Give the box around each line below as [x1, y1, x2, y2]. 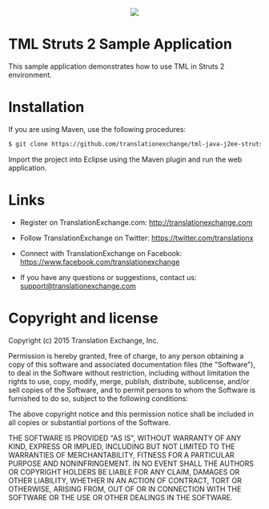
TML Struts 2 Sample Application [8, 35, 232, 54]
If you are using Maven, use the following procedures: [8, 124, 187, 134]
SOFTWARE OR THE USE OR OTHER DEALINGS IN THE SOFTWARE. [8, 492, 233, 502]
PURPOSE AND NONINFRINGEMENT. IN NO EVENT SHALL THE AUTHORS [8, 459, 255, 468]
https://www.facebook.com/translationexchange [19, 257, 180, 267]
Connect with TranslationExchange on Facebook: [19, 248, 183, 258]
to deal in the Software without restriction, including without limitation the [8, 368, 250, 378]
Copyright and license [8, 309, 159, 327]
